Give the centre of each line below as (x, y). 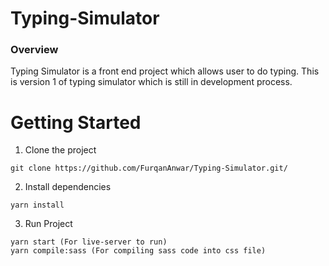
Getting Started (76, 122)
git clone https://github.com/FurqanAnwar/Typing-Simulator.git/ (149, 168)
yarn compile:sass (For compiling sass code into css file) (138, 251)
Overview (34, 50)
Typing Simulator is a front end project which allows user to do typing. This (165, 71)
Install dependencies (68, 187)
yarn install (37, 205)
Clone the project (60, 150)
